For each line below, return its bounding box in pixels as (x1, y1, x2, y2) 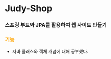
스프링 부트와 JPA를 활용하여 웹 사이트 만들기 (5, 22, 107, 29)
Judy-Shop (5, 3, 53, 14)
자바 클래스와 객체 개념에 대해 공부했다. (12, 48, 89, 55)
